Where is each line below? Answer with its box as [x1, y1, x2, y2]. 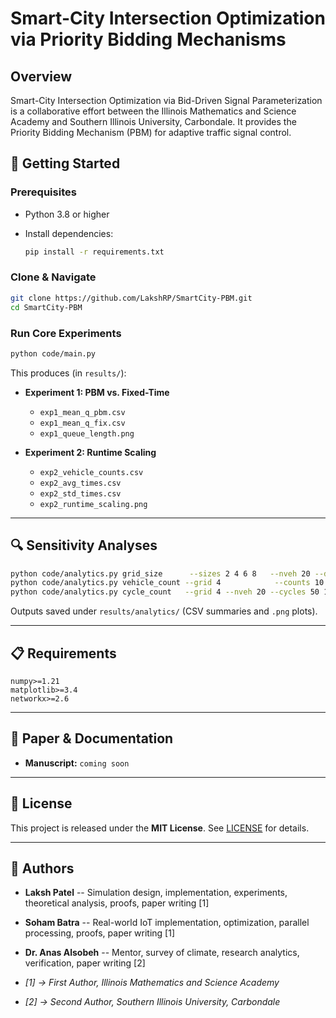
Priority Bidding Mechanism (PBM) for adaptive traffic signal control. [10, 127, 292, 138]
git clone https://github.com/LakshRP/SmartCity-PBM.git [10, 293, 253, 303]
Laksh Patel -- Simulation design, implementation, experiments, [24, 887, 288, 899]
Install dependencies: [24, 227, 114, 239]
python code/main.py [10, 348, 97, 359]
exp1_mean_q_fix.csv [39, 418, 126, 428]
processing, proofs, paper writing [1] [24, 927, 176, 939]
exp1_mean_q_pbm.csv [39, 407, 126, 417]
